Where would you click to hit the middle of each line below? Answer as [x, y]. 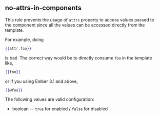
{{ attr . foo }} [18, 48]
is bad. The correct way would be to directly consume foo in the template [79, 58]
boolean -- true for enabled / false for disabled [60, 109]
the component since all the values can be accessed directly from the [75, 25]
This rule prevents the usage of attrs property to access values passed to [80, 19]
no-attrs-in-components [43, 8]
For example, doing [24, 39]
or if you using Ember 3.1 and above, [41, 81]
